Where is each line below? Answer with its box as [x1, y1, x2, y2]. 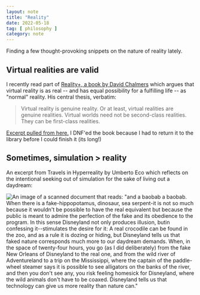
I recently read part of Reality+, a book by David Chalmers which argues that [6, 80, 195, 87]
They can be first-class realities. [20, 117, 100, 124]
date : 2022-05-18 [6, 20, 50, 26]
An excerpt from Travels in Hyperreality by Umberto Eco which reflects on [6, 169, 189, 176]
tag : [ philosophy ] [6, 25, 58, 32]
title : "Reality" [6, 14, 50, 20]
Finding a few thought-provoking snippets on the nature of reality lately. [6, 47, 183, 54]
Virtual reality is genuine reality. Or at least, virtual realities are [20, 105, 174, 112]
